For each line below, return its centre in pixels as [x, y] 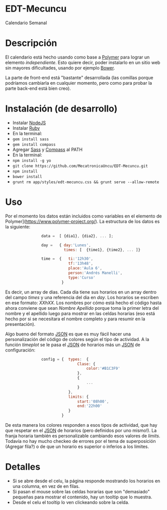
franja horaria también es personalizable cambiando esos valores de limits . [83, 436]
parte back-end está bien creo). [38, 88]
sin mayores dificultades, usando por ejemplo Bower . [60, 68]
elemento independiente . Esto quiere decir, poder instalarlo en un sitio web [83, 62]
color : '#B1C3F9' [103, 369]
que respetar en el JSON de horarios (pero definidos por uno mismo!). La [81, 430]
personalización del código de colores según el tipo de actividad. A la [77, 339]
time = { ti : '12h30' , [67, 259]
